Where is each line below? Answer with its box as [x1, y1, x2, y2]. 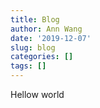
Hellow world [10, 89, 65, 100]
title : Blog [10, 14, 60, 25]
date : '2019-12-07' [10, 33, 92, 43]
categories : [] [10, 52, 74, 62]
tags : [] [10, 61, 47, 71]
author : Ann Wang [10, 24, 83, 34]
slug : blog [10, 42, 56, 53]
